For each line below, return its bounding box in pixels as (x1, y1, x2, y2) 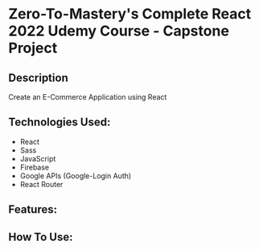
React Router (19, 179, 64, 189)
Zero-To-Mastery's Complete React (8, 5, 252, 23)
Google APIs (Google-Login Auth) (19, 170, 132, 181)
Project (8, 39, 58, 57)
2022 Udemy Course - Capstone (8, 22, 229, 40)
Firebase (19, 162, 50, 172)
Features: (8, 202, 58, 217)
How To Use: (8, 230, 73, 243)
